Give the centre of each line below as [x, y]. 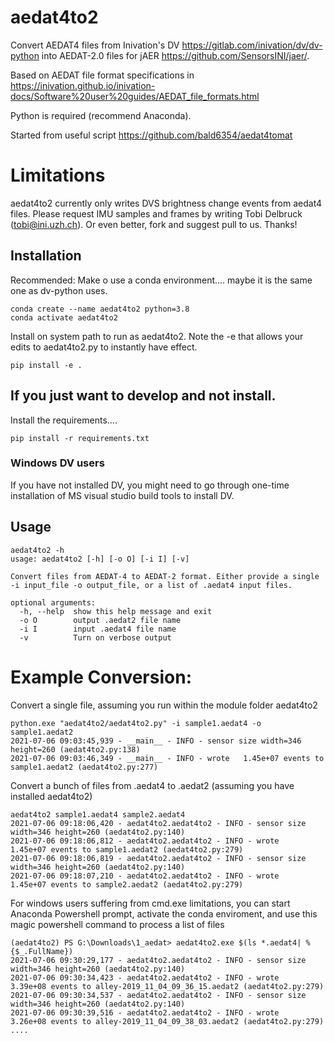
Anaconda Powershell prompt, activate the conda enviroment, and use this [164, 913]
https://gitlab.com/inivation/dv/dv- [252, 45]
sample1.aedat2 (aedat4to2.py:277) [84, 767]
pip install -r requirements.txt [80, 438]
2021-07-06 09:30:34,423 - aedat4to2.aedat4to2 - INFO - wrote [145, 977]
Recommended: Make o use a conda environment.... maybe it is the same [161, 280]
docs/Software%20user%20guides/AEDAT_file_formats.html [135, 96]
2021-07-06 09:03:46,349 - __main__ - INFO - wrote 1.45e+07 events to [167, 758]
